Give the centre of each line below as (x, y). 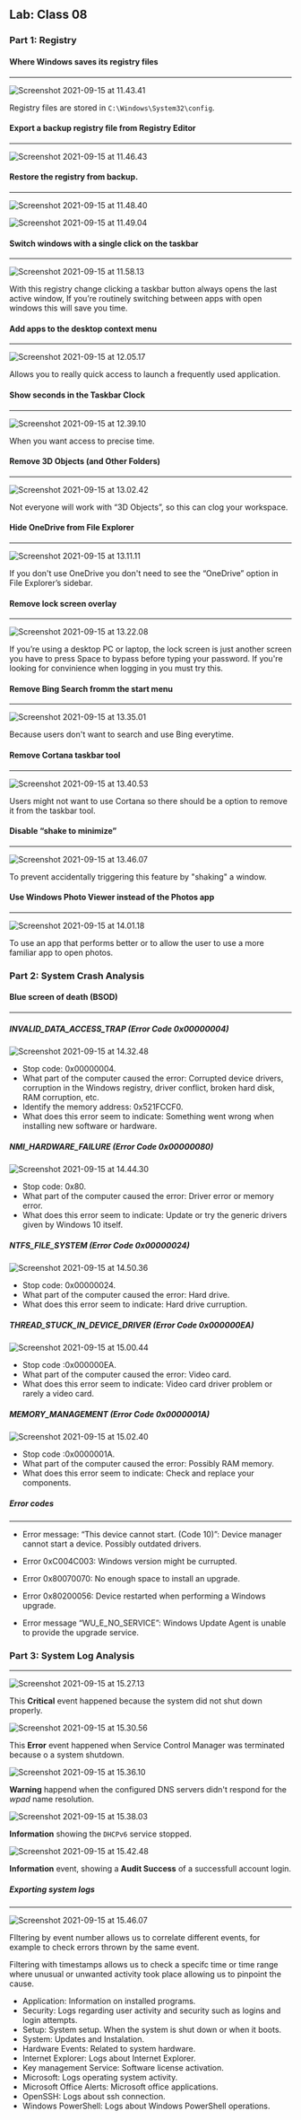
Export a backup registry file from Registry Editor (103, 128)
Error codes (32, 1503)
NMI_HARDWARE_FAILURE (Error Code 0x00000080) (112, 1146)
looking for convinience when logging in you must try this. (116, 669)
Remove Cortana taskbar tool (65, 755)
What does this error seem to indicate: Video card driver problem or (147, 1384)
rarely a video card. (58, 1393)
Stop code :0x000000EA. (69, 1364)
